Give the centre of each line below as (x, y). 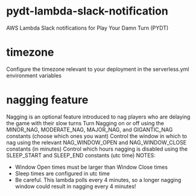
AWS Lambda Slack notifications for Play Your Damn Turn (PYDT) (87, 28)
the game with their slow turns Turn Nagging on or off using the (85, 123)
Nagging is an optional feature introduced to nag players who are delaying (98, 117)
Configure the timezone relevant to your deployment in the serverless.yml (98, 69)
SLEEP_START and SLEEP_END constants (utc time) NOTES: (81, 155)
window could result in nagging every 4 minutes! (75, 186)
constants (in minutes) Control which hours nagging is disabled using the (97, 149)
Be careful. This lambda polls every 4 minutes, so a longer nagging (98, 180)
